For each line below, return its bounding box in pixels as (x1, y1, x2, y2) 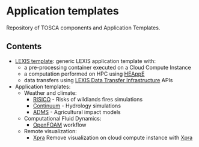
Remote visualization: (23, 127, 77, 134)
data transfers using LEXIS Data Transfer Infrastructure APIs (23, 76, 173, 83)
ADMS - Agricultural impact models (32, 108, 121, 115)
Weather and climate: (23, 89, 77, 97)
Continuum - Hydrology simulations (32, 102, 121, 109)
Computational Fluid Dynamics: (23, 115, 102, 122)
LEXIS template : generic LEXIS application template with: (14, 57, 156, 64)
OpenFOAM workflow (32, 121, 87, 128)
